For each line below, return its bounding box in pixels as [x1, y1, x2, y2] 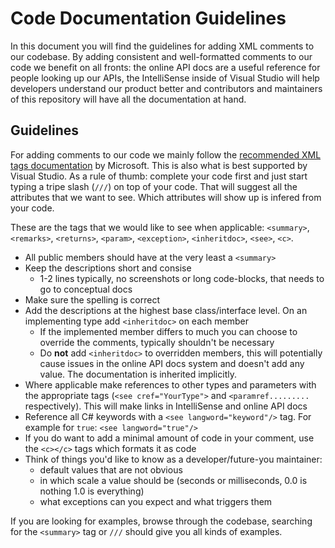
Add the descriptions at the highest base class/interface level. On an [24, 304, 308, 316]
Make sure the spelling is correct [24, 293, 161, 306]
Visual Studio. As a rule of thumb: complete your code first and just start [10, 170, 308, 182]
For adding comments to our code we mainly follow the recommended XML [10, 148, 322, 161]
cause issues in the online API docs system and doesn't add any [39, 357, 305, 369]
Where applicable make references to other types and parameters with [24, 378, 317, 391]
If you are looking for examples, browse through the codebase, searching [10, 515, 313, 527]
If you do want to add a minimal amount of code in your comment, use [24, 432, 315, 444]
